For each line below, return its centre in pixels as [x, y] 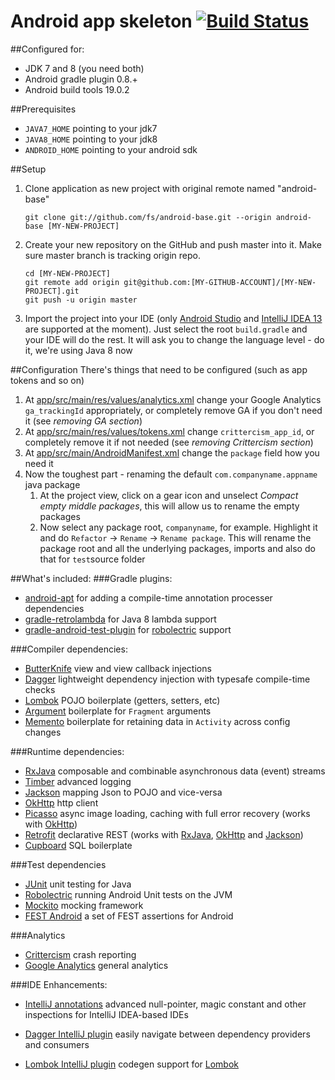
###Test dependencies [58, 864]
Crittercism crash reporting [80, 954]
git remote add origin [72, 282]
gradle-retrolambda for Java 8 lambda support [120, 619]
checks [40, 689]
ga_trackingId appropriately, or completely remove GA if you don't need [173, 410]
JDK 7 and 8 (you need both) [84, 68]
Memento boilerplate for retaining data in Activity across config [157, 721]
